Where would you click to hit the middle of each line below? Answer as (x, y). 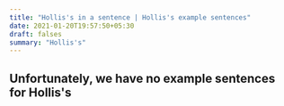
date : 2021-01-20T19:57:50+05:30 (72, 26)
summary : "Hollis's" (48, 42)
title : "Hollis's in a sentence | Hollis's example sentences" (130, 17)
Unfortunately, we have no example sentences (142, 78)
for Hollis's (40, 92)
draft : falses (36, 34)
